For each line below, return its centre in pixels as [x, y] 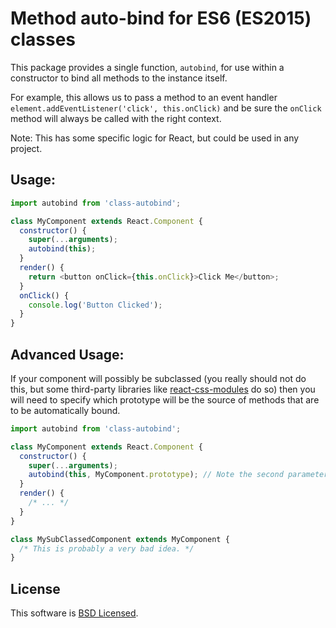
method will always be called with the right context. [116, 118]
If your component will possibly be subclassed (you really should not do [158, 378]
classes [43, 39]
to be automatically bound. [65, 410]
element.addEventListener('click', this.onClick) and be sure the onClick [166, 108]
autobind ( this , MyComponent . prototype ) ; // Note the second [156, 475]
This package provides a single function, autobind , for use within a [147, 67]
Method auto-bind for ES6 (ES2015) [161, 18]
